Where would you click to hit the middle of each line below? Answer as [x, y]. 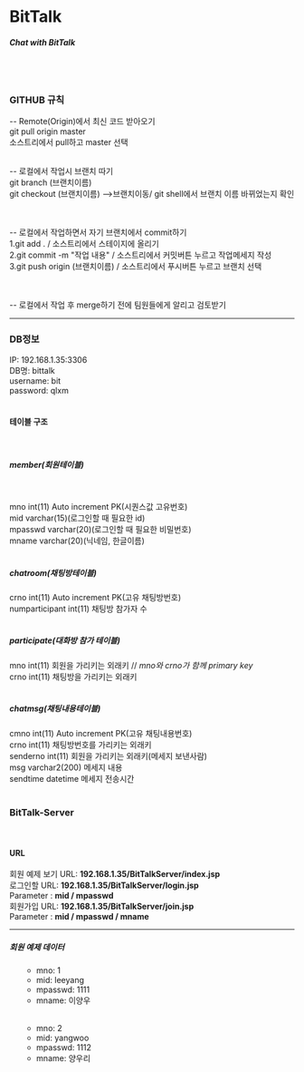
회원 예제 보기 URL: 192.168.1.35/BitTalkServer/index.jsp [115, 874]
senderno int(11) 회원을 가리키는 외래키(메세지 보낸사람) [109, 755]
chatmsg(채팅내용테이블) [55, 708]
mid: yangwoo [62, 1038]
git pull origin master [47, 132]
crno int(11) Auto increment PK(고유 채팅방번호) [95, 597]
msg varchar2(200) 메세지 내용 [66, 767]
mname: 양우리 [63, 1058]
